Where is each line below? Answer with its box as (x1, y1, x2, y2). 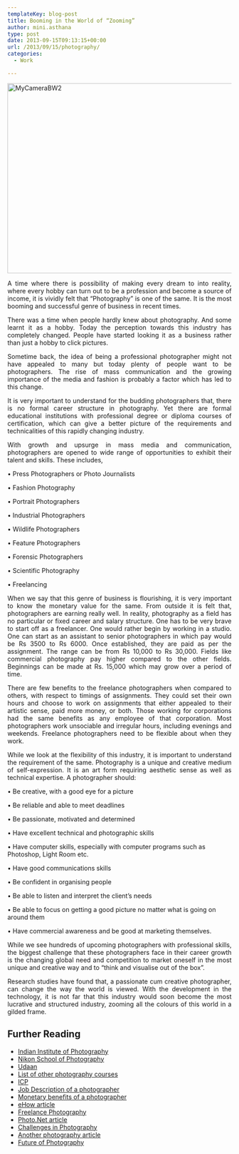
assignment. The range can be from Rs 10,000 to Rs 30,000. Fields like (7, 647, 232, 655)
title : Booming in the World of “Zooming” (7, 17, 135, 24)
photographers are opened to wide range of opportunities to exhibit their (7, 447, 232, 457)
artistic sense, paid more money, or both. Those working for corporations (7, 706, 232, 714)
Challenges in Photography (17, 1123, 97, 1131)
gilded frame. (7, 1007, 47, 1016)
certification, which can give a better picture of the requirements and (7, 419, 232, 427)
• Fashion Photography (7, 483, 75, 492)
